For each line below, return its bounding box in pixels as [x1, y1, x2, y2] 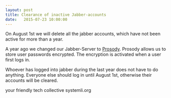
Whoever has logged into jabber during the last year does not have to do [5, 67, 159, 73]
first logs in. [5, 57, 31, 63]
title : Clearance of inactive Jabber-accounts [5, 12, 106, 17]
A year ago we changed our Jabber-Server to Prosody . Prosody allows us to [5, 46, 166, 52]
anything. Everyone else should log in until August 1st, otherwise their [5, 72, 152, 78]
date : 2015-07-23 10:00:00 [5, 17, 68, 22]
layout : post [5, 7, 33, 13]
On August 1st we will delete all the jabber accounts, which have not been [5, 31, 161, 37]
